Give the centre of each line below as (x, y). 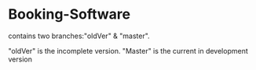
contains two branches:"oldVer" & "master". (79, 36)
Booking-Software (69, 14)
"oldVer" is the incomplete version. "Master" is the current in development (128, 51)
